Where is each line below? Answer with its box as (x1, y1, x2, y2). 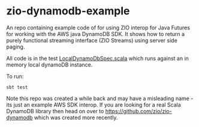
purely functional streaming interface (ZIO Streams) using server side (6, 37, 178, 44)
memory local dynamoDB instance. (6, 61, 93, 68)
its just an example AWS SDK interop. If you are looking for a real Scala (6, 101, 181, 108)
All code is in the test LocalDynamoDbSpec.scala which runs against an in (6, 55, 189, 62)
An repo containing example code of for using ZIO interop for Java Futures (6, 24, 191, 31)
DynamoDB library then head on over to (6, 107, 104, 114)
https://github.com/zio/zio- (105, 107, 172, 114)
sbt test (6, 84, 28, 90)
